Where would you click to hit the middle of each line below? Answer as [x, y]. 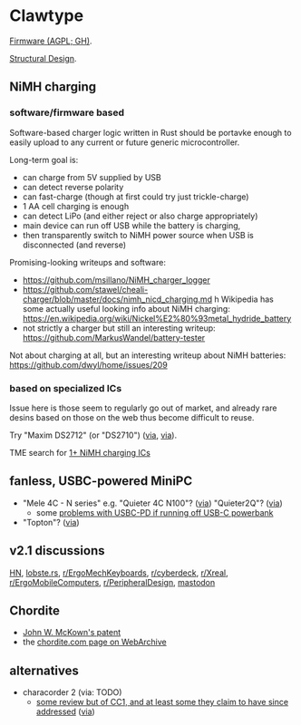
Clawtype [47, 16]
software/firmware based [67, 112]
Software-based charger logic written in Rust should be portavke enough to [150, 132]
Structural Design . [43, 58]
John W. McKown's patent [72, 633]
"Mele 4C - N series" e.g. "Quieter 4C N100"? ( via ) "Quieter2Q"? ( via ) [152, 503]
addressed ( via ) [65, 711]
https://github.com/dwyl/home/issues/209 [88, 364]
